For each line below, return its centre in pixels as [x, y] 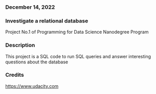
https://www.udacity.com [32, 86]
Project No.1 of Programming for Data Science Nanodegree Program [77, 32]
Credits [15, 75]
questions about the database [37, 62]
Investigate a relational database [47, 20]
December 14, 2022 [30, 7]
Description [20, 45]
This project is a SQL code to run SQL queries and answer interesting [78, 56]
